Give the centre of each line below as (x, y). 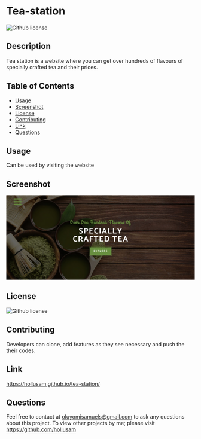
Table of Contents (40, 86)
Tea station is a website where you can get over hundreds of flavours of (95, 60)
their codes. (21, 350)
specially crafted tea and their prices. (52, 67)
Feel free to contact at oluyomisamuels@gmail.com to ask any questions (95, 417)
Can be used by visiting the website (50, 165)
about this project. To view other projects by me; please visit (81, 423)
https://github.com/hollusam (41, 429)
